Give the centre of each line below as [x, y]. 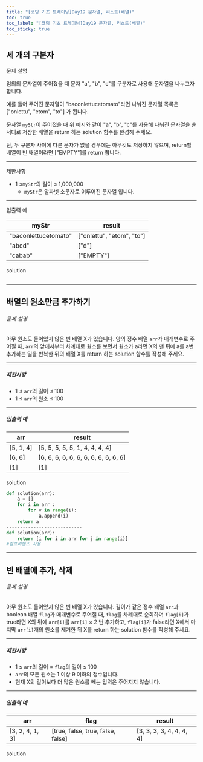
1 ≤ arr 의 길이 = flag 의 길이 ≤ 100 [56, 666]
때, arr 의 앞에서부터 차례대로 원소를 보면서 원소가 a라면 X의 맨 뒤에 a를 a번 [106, 346]
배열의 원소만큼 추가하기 [48, 302]
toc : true [19, 18]
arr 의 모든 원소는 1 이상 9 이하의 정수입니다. [67, 674]
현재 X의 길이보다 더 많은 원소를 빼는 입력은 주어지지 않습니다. [88, 682]
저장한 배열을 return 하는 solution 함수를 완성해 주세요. [87, 132]
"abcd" [19, 246]
